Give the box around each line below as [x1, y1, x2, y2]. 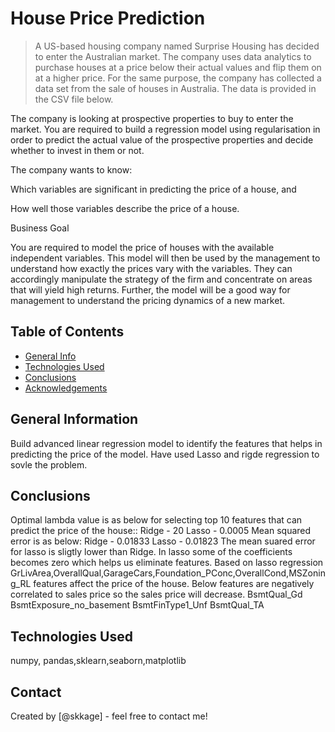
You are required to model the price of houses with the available [10, 241, 275, 253]
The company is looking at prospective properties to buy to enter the [10, 112, 294, 124]
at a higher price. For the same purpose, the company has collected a [34, 72, 322, 84]
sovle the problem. [10, 458, 88, 471]
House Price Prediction [10, 7, 206, 30]
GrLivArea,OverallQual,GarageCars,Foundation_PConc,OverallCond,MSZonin [10, 567, 326, 579]
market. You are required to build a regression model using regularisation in [10, 123, 321, 135]
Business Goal [10, 222, 70, 234]
